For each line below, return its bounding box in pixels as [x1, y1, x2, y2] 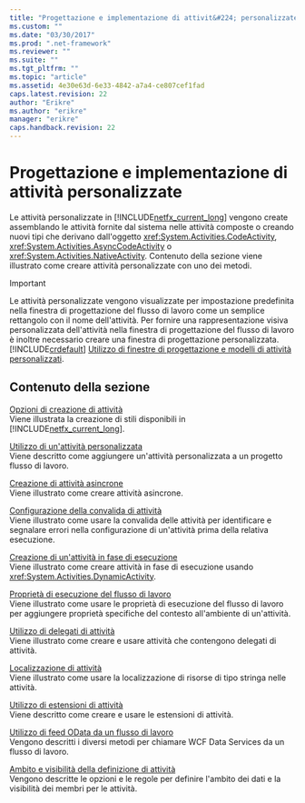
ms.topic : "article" [9, 73, 88, 82]
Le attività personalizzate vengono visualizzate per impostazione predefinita [9, 295, 295, 306]
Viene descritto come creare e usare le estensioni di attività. [9, 708, 234, 719]
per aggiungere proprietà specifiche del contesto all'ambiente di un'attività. [9, 607, 291, 618]
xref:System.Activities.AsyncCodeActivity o [9, 240, 172, 251]
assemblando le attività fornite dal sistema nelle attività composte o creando [9, 221, 294, 232]
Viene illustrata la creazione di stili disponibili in [9, 413, 186, 424]
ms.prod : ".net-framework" [9, 38, 112, 48]
